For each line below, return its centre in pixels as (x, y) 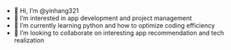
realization (29, 40)
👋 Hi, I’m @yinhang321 (46, 11)
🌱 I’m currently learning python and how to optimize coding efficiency (114, 25)
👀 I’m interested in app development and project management (103, 18)
